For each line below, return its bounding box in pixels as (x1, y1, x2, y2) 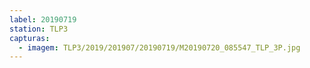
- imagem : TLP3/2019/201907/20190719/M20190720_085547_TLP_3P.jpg (18, 42, 301, 53)
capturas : (9, 33, 51, 43)
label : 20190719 (9, 14, 77, 25)
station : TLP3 (9, 24, 69, 34)
